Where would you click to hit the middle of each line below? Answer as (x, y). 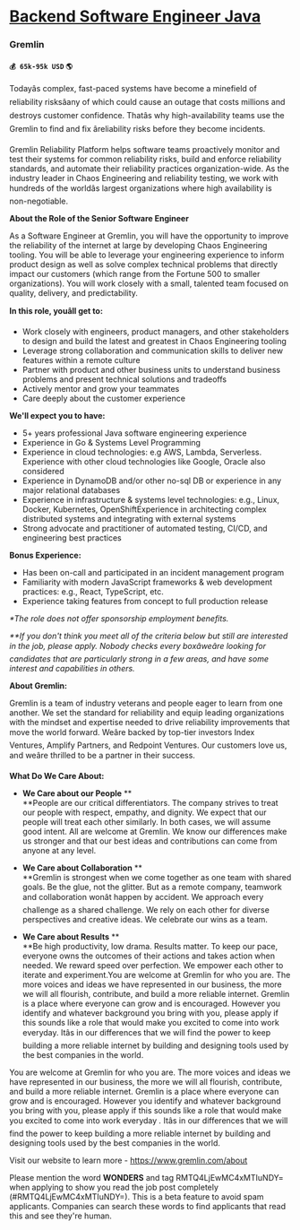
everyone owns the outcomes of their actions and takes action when (149, 956)
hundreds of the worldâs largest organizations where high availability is (141, 188)
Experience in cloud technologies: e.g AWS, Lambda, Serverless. (142, 452)
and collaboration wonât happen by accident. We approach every (143, 897)
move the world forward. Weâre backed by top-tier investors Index (132, 732)
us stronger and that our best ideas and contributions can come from (150, 841)
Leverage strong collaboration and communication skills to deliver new (153, 351)
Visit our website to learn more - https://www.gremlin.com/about (129, 1161)
